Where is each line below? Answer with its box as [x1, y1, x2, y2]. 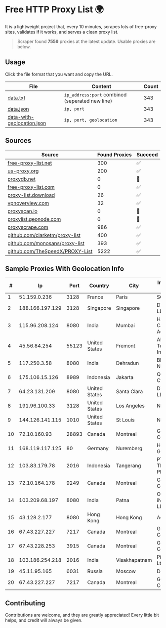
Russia [87, 568, 103, 575]
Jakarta [116, 374, 134, 381]
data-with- [7, 113, 35, 120]
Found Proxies [97, 151, 132, 158]
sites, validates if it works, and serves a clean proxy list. [5, 29, 119, 35]
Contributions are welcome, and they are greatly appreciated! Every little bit [5, 612, 159, 618]
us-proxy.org [7, 167, 39, 174]
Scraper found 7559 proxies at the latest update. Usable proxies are [17, 38, 156, 44]
